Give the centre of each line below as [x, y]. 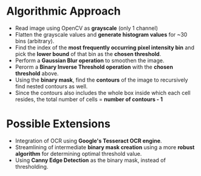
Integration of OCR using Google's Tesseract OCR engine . [88, 141]
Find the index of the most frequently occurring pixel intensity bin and [104, 48]
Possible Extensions [58, 124]
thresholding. [32, 166]
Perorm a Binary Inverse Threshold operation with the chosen [94, 67]
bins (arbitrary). [35, 41]
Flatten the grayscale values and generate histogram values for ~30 [101, 34]
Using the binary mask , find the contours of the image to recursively [101, 80]
